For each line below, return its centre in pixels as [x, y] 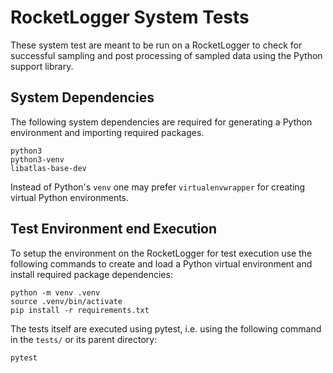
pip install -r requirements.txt [80, 310]
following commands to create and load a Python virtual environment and [161, 263]
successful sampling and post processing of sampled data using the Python [166, 55]
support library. [42, 66]
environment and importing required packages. [107, 132]
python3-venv [37, 159]
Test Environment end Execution [114, 229]
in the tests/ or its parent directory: [84, 339]
